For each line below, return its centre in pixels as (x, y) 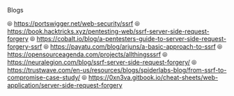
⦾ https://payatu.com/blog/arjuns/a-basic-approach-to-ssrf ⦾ (133, 47)
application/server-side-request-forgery (65, 85)
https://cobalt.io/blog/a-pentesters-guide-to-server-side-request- (131, 39)
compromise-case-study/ (44, 77)
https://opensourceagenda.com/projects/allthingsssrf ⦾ (87, 54)
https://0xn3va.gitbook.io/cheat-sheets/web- (153, 77)
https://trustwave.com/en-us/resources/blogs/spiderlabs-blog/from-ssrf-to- (117, 70)
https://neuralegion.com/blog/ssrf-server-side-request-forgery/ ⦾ (102, 62)
